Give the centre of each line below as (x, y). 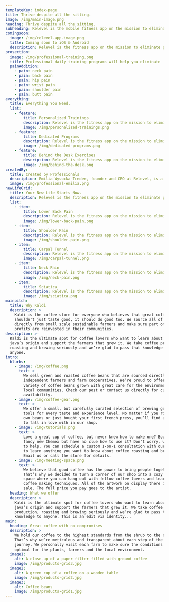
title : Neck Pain (41, 268)
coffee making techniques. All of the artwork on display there (92, 484)
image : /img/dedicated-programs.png (62, 146)
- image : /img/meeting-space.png (49, 460)
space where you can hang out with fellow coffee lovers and (89, 479)
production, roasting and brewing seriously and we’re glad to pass (88, 512)
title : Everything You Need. (40, 104)
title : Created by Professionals (45, 174)
